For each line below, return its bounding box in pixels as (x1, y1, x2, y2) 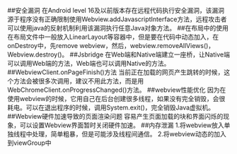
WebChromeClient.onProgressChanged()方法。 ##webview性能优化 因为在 (7, 85, 226, 94)
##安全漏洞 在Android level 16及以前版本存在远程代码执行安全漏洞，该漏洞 (7, 6, 225, 14)
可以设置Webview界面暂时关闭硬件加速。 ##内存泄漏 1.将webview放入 (19, 121, 224, 129)
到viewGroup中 (7, 138, 52, 147)
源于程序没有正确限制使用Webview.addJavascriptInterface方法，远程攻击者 (7, 15, 227, 23)
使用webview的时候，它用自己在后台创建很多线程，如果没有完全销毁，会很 (7, 95, 226, 102)
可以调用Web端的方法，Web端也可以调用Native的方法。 (7, 59, 170, 67)
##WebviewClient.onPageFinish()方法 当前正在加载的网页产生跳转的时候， (7, 68, 224, 76)
